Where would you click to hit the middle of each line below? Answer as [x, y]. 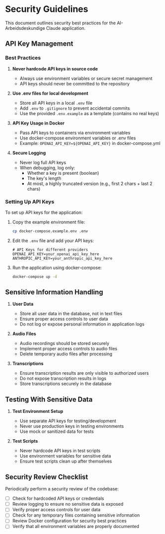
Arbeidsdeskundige [25, 28]
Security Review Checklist [47, 477]
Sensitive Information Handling [54, 292]
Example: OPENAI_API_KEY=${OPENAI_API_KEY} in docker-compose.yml [90, 143]
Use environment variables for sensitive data [65, 456]
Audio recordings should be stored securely [64, 343]
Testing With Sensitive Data [49, 399]
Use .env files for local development [50, 93]
